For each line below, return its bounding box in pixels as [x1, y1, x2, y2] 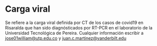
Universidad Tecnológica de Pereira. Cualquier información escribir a [5, 30, 144, 36]
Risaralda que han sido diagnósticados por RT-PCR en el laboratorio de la [5, 24, 153, 30]
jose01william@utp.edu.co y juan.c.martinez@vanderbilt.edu [5, 35, 127, 41]
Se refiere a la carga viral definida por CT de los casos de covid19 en [5, 20, 144, 25]
